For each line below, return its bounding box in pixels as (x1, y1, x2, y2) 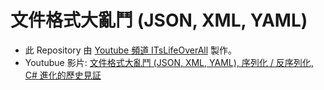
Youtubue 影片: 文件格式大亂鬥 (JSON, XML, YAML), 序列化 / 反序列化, (24, 56, 314, 68)
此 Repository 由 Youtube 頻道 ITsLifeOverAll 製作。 (24, 44, 238, 56)
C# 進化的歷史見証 (24, 69, 102, 81)
